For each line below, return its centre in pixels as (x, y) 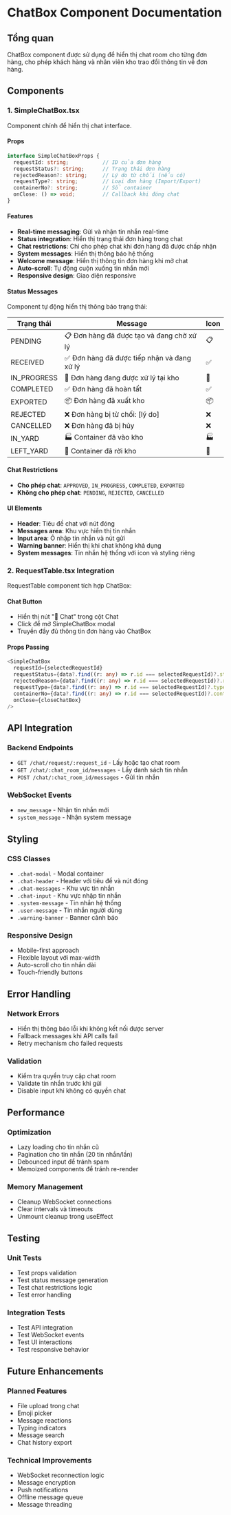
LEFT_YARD (30, 451)
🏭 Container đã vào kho (104, 437)
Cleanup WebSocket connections (64, 1202)
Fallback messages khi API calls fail (67, 1036)
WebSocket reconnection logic (60, 1475)
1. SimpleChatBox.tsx (44, 110)
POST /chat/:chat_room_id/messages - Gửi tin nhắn (88, 777)
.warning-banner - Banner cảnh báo (67, 918)
